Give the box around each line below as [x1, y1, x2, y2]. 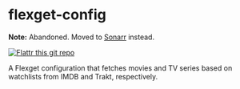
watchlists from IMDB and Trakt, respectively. [8, 71, 158, 81]
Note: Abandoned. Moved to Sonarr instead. [8, 32, 154, 42]
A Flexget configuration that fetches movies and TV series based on [8, 63, 233, 73]
